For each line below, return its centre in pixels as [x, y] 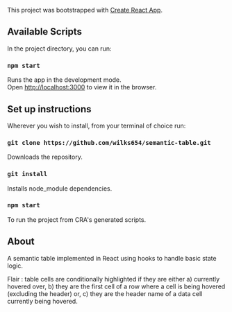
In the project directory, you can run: [59, 49]
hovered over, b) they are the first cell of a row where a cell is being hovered [116, 286]
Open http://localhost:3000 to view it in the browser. [82, 87]
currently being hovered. [42, 301]
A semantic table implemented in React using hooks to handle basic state [112, 258]
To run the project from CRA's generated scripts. [77, 219]
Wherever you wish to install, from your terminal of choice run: [97, 125]
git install [27, 174]
